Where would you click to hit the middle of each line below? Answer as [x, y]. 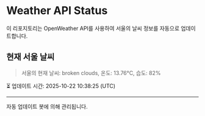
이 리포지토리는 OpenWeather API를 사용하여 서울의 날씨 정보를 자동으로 [93, 28]
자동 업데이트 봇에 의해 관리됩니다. [47, 106]
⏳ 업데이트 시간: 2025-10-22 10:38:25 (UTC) [61, 85]
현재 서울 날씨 [31, 57]
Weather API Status [57, 11]
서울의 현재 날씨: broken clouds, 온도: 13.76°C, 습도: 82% [91, 73]
